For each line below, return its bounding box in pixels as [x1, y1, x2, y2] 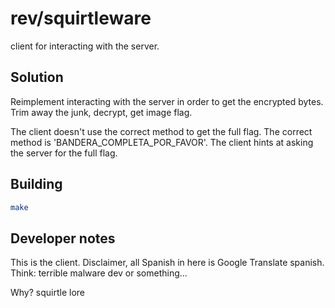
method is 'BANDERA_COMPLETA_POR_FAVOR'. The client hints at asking [10, 136, 314, 148]
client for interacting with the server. [10, 40, 160, 52]
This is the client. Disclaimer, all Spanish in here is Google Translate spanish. [10, 257, 325, 269]
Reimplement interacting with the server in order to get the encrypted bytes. [10, 95, 324, 107]
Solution [10, 69, 64, 86]
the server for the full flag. [10, 147, 118, 159]
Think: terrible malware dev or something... [10, 267, 188, 279]
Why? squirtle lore [10, 287, 86, 299]
